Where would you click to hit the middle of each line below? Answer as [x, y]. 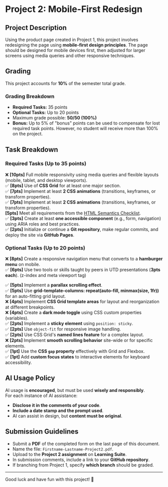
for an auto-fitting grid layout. [35, 296]
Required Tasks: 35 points [40, 107]
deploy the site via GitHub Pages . [40, 235]
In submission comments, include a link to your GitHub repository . [81, 459]
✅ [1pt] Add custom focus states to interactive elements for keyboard [77, 357]
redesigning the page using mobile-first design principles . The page [77, 45]
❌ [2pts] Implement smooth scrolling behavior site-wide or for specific [79, 340]
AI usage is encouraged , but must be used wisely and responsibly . [75, 390]
